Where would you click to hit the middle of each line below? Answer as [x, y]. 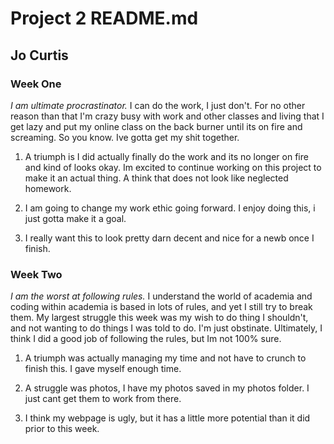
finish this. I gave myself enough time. [103, 369]
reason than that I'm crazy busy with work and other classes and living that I [167, 116]
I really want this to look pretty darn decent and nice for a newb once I [169, 238]
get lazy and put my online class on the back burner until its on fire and [156, 126]
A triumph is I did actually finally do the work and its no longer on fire [166, 156]
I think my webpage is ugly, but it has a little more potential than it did [167, 418]
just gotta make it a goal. [75, 218]
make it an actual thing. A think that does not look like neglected [156, 178]
